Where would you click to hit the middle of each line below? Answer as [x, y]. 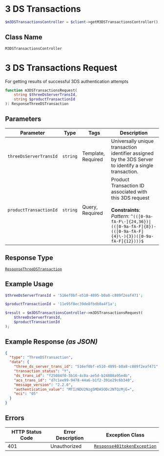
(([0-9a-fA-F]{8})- [133, 226]
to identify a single [132, 166]
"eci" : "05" [26, 394]
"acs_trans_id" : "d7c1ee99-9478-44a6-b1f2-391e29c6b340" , [74, 380]
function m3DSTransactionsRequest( [41, 90]
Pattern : [120, 216]
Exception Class [125, 435]
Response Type [29, 258]
